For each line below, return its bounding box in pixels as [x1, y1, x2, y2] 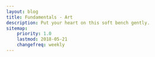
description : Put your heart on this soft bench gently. [6, 20, 150, 26]
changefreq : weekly [17, 42, 65, 48]
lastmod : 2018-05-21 [17, 36, 68, 42]
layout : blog [6, 8, 39, 15]
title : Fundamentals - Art [6, 14, 73, 20]
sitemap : [6, 25, 28, 31]
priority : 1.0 [17, 31, 52, 37]
